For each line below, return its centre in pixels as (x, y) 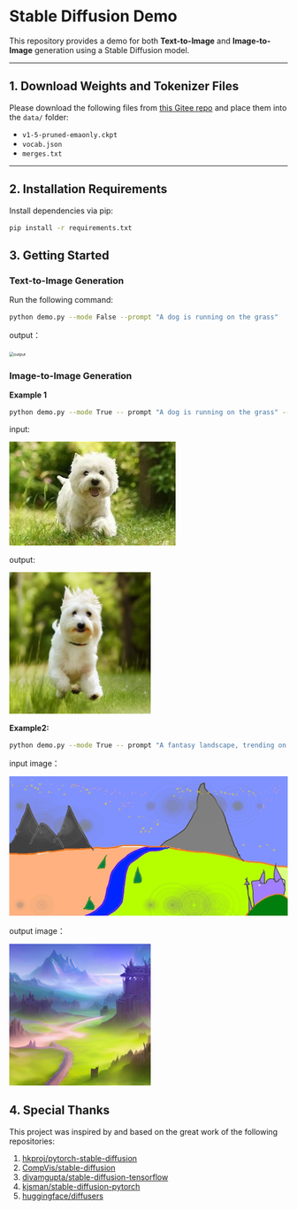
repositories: (32, 1141)
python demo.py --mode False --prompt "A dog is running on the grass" (144, 317)
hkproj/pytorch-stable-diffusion (80, 1158)
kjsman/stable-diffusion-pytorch (81, 1186)
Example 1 (28, 395)
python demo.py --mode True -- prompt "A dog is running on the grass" (144, 412)
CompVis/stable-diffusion (69, 1168)
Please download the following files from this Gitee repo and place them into (148, 107)
